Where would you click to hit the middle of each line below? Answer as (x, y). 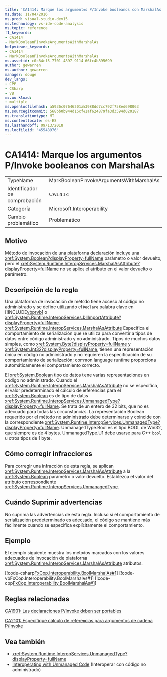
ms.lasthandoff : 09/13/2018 (34, 125)
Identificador (23, 189)
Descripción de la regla (42, 290)
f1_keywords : (19, 33)
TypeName (20, 181)
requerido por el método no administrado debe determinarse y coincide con (83, 417)
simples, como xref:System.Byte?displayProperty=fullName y (68, 344)
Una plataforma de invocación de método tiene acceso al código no (75, 301)
